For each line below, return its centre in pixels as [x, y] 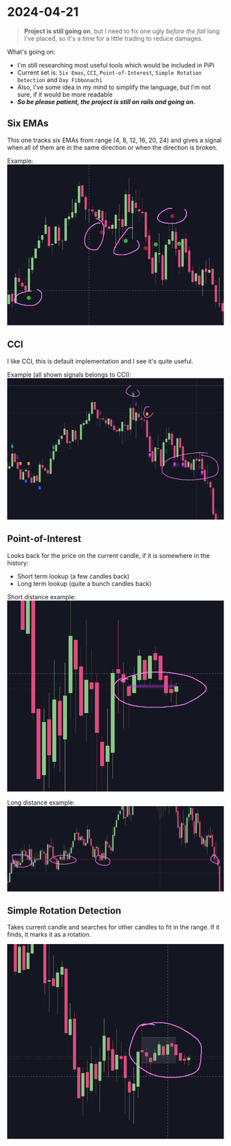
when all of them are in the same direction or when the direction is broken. [112, 147]
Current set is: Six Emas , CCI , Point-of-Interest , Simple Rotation [109, 72]
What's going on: [31, 52]
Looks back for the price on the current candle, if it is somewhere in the [109, 555]
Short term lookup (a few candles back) [73, 576]
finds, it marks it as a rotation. [49, 934]
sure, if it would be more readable [65, 94]
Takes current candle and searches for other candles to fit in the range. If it [113, 927]
